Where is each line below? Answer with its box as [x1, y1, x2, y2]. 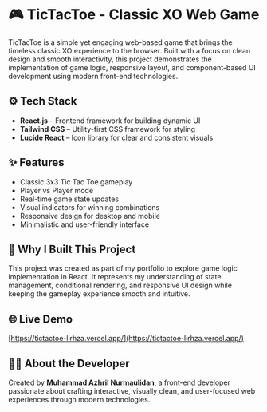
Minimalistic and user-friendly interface [19, 220, 150, 229]
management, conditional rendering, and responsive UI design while [8, 280, 233, 291]
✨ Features [8, 156, 65, 169]
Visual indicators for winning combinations [19, 202, 160, 212]
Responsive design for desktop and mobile [19, 211, 161, 220]
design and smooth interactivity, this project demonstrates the [8, 54, 213, 64]
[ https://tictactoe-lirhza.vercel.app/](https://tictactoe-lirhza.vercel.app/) [8, 334, 245, 343]
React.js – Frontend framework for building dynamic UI [19, 116, 201, 125]
